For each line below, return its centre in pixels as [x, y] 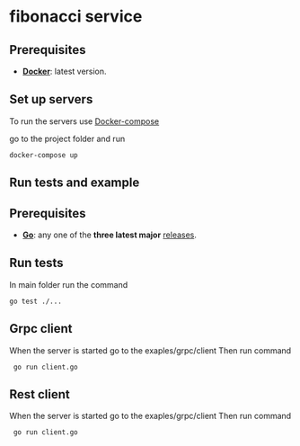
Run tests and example [75, 183]
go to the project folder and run [67, 138]
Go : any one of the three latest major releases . [110, 235]
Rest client [40, 394]
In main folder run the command [69, 284]
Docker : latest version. [64, 71]
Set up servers [51, 99]
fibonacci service [76, 17]
